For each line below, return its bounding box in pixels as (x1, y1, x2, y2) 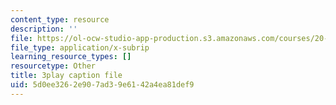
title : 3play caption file (10, 71, 123, 81)
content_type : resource (10, 14, 110, 25)
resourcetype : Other (10, 61, 97, 71)
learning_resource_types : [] (10, 52, 132, 62)
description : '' (10, 24, 78, 34)
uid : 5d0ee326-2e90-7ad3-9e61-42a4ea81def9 (10, 80, 195, 90)
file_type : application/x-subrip (10, 42, 150, 53)
